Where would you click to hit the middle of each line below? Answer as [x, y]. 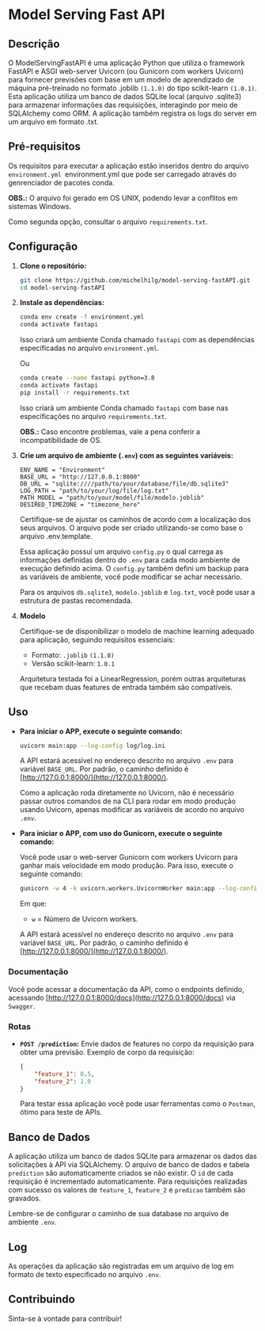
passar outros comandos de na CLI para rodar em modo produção [127, 801]
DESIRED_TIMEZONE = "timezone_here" [80, 505]
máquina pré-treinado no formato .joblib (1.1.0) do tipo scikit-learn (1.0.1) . [132, 88]
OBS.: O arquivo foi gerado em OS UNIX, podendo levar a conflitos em [123, 198]
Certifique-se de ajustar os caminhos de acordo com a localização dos [135, 519]
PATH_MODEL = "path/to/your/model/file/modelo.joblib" [112, 498]
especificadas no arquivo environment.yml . [89, 348]
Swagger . [22, 1006]
